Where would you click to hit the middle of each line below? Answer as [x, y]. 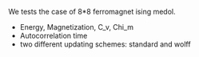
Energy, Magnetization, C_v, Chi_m [77, 27]
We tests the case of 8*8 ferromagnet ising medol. [92, 12]
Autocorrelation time [54, 36]
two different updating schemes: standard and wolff [105, 44]
